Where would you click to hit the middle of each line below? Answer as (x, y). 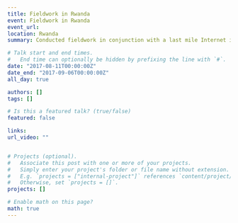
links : (17, 131)
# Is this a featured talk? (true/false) (69, 111)
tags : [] (20, 99)
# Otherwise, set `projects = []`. (63, 183)
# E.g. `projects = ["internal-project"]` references (91, 176)
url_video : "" (28, 137)
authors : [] (25, 92)
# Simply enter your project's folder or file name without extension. (119, 170)
